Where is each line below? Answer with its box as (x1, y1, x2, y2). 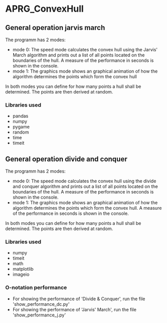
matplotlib (12, 266, 34, 272)
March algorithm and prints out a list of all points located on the (12, 52, 145, 58)
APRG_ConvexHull (5, 3, 84, 15)
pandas (12, 113, 29, 119)
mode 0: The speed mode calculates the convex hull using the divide (12, 178, 156, 184)
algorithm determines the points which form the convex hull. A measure (12, 205, 162, 211)
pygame (12, 124, 30, 130)
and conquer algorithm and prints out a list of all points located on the (12, 183, 158, 189)
